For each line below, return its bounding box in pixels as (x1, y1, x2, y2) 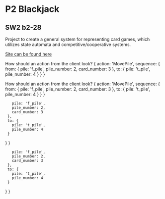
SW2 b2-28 (5, 23, 42, 32)
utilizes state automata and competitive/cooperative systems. (5, 42, 131, 48)
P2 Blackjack (5, 3, 60, 15)
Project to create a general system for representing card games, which (5, 36, 150, 42)
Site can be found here (5, 51, 52, 57)
